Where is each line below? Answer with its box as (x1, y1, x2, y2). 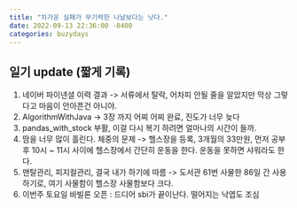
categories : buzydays (9, 29, 90, 38)
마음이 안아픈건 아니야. (38, 101, 118, 112)
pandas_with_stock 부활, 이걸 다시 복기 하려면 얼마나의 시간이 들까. (21, 123, 257, 134)
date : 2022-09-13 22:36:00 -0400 (9, 21, 133, 30)
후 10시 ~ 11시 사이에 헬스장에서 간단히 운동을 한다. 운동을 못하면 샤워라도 (21, 145, 276, 156)
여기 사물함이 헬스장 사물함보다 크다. (48, 178, 175, 189)
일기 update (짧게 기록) (9, 64, 131, 80)
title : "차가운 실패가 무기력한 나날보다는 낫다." (9, 12, 168, 22)
